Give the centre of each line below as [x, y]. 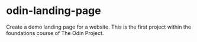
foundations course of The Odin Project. [55, 33]
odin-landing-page [54, 11]
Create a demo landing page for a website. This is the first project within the [98, 27]
